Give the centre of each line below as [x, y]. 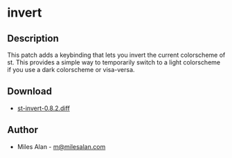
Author [23, 130]
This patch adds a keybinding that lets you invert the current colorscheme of [116, 55]
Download [29, 91]
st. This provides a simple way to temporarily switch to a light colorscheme [114, 62]
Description [33, 38]
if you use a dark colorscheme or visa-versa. [71, 70]
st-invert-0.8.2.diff [44, 108]
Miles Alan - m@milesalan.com [61, 146]
